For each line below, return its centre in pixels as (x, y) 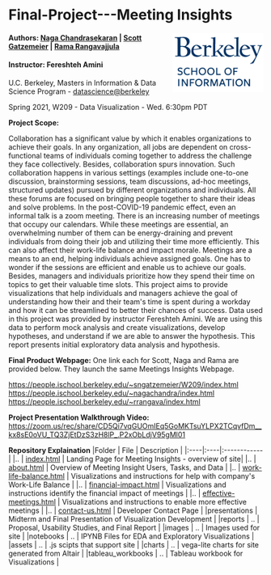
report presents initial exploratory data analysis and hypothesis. (114, 345)
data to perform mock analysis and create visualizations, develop (117, 327)
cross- (240, 146)
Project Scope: (34, 122)
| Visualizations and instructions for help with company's (161, 476)
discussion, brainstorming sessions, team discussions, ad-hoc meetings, (129, 181)
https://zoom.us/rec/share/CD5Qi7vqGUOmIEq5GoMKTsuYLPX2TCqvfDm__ (135, 425)
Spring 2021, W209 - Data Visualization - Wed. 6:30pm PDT (108, 107)
